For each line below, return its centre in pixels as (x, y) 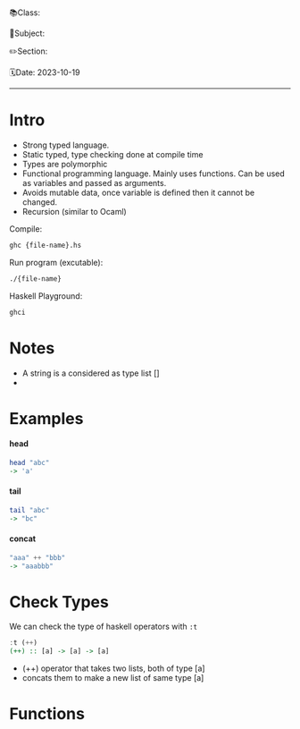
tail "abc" (29, 510)
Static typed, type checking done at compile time (112, 154)
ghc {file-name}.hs (46, 245)
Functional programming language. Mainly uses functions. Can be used (154, 174)
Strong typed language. (66, 145)
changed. (40, 202)
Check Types (59, 602)
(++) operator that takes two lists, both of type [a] (113, 668)
